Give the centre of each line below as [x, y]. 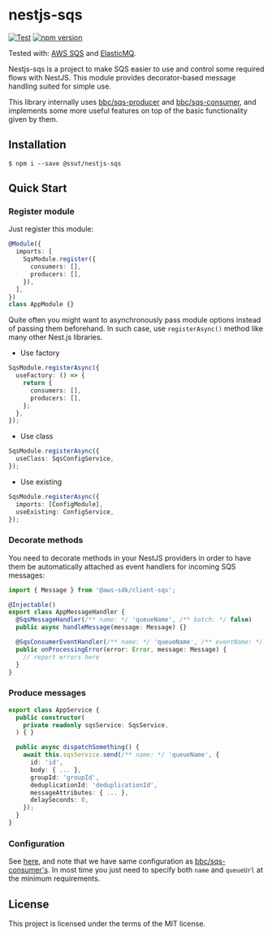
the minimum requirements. [54, 878]
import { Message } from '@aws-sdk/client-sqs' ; [92, 590]
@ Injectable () [32, 604]
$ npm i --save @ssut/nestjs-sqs [65, 163]
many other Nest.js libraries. [56, 337]
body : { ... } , [56, 769]
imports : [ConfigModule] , [60, 504]
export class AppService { [54, 710]
